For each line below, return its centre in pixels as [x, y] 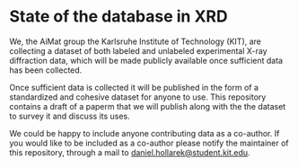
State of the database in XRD [118, 17]
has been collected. [46, 70]
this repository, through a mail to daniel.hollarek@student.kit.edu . [130, 152]
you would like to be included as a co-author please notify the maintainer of [149, 143]
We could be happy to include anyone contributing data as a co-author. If [145, 133]
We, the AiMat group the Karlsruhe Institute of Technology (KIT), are [136, 41]
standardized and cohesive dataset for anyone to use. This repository [138, 97]
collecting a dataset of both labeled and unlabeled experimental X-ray [138, 50]
